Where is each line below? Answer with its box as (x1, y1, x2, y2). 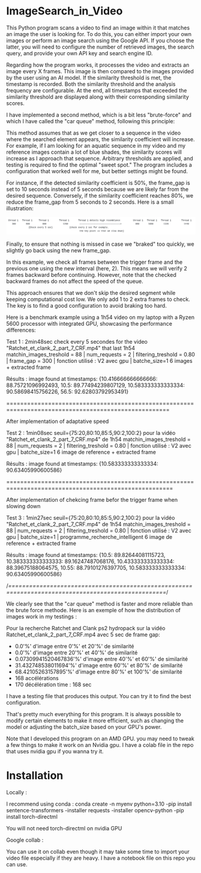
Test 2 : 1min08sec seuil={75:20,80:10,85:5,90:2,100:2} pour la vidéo (6, 429, 176, 436)
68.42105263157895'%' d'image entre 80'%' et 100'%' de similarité (14, 668, 183, 675)
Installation (6, 768, 64, 782)
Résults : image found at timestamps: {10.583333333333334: (6, 460, 159, 467)
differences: (6, 326, 36, 333)
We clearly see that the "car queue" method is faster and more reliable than (6, 600, 193, 607)
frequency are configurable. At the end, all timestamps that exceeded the (6, 87, 187, 94)
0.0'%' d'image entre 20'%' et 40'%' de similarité (14, 649, 138, 656)
